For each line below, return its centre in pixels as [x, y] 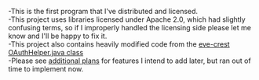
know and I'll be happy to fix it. [58, 36]
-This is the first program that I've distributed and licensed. [103, 11]
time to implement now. [46, 69]
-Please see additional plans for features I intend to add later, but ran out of [129, 61]
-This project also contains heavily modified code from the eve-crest [119, 44]
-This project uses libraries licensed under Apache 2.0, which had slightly [127, 19]
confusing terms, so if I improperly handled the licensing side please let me [129, 28]
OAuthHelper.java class [46, 52]
